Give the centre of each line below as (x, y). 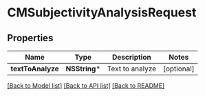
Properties (30, 38)
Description (132, 57)
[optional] (179, 69)
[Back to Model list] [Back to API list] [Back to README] (86, 86)
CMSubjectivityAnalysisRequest (102, 13)
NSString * (83, 69)
